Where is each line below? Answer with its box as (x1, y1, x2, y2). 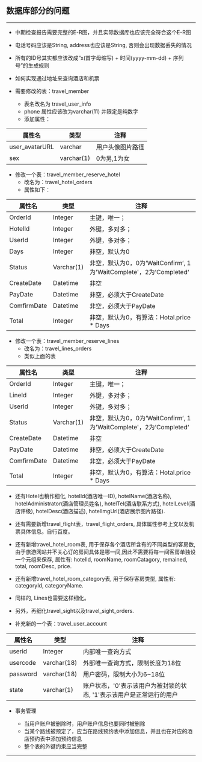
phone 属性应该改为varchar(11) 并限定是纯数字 (23, 107, 138, 115)
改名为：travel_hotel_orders (23, 178, 93, 185)
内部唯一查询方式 (83, 647, 132, 656)
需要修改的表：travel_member (14, 87, 90, 95)
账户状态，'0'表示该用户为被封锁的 (83, 681, 182, 690)
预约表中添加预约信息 (29, 735, 82, 742)
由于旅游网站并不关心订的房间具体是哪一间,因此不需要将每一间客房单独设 (14, 548, 196, 555)
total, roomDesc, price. (14, 562, 72, 569)
